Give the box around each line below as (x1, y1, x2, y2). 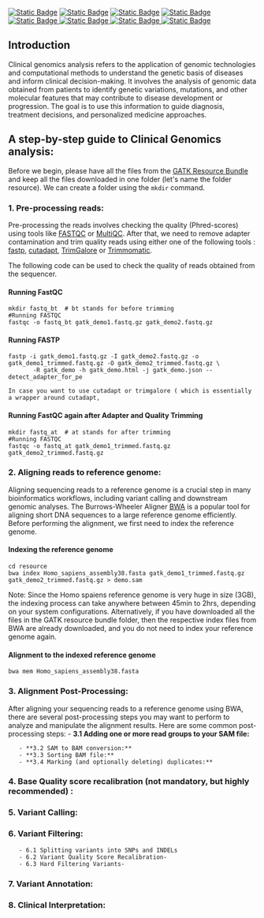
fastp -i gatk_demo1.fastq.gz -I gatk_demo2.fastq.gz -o (8, 353, 199, 360)
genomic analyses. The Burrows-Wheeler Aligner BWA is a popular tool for (8, 502, 251, 511)
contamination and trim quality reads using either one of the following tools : (8, 237, 256, 246)
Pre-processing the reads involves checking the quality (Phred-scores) (8, 220, 239, 229)
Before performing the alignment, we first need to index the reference (8, 518, 234, 528)
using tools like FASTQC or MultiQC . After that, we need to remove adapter (8, 229, 251, 238)
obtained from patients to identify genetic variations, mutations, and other (8, 84, 248, 94)
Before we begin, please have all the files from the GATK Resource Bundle (8, 166, 248, 175)
